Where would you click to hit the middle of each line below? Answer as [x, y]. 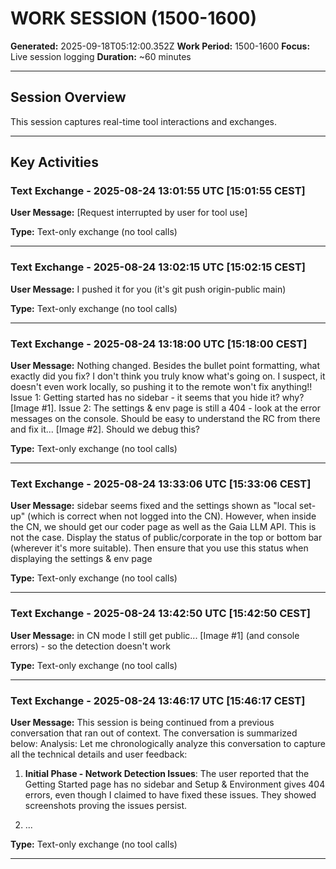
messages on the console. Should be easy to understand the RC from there [165, 419]
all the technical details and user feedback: [99, 754]
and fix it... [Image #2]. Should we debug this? [105, 429]
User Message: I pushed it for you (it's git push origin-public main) [148, 289]
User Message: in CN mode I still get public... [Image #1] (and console [155, 635]
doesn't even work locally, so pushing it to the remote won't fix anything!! [161, 387]
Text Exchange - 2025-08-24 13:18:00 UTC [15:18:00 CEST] [159, 344]
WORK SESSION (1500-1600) [133, 18]
